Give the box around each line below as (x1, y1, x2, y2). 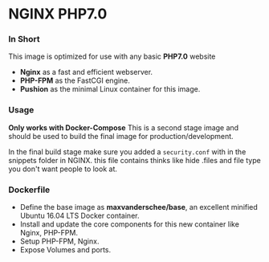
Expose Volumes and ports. (19, 245, 112, 255)
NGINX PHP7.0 (8, 5, 108, 23)
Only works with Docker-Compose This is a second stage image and (8, 122, 239, 133)
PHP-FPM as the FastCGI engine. (19, 76, 131, 85)
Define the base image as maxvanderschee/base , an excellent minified (19, 203, 259, 212)
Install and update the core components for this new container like (19, 219, 239, 229)
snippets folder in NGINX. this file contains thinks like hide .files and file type (8, 155, 261, 165)
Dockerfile (8, 184, 51, 195)
